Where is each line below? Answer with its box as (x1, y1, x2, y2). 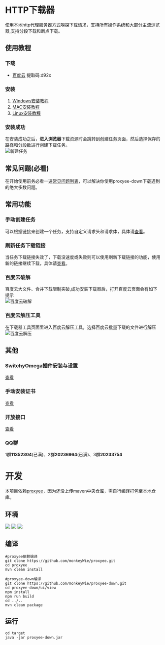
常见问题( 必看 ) (5, 164, 49, 172)
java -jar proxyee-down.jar (5, 635, 63, 640)
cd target (5, 631, 26, 636)
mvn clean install (5, 567, 43, 572)
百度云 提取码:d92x (12, 72, 52, 78)
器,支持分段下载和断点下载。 (5, 28, 63, 34)
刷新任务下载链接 (5, 242, 46, 249)
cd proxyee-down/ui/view (5, 585, 56, 590)
